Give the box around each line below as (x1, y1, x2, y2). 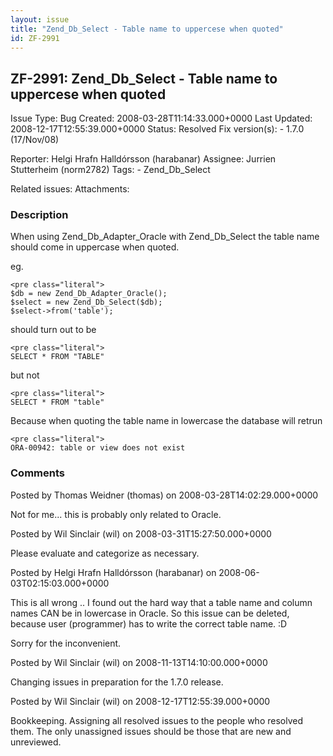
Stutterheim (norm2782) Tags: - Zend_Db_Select (10, 164, 211, 176)
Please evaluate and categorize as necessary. (10, 547, 200, 559)
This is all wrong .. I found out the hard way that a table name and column (10, 596, 313, 608)
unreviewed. (10, 736, 62, 748)
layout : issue (10, 14, 70, 25)
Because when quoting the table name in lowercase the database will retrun (10, 415, 323, 427)
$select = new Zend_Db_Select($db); (10, 297, 163, 308)
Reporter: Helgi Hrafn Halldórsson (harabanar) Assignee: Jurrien (10, 153, 277, 165)
